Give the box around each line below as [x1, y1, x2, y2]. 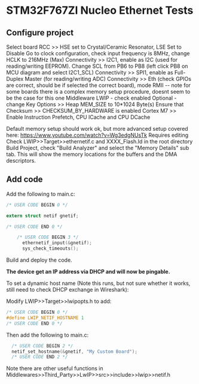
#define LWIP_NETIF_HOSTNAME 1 [6, 314, 84, 321]
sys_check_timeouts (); [22, 245, 79, 252]
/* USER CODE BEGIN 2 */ [11, 343, 74, 349]
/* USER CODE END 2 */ [11, 354, 68, 360]
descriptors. [6, 157, 36, 164]
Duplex [6, 76, 24, 82]
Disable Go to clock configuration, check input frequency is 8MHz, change [6, 50, 190, 57]
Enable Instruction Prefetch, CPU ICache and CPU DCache [6, 113, 151, 121]
